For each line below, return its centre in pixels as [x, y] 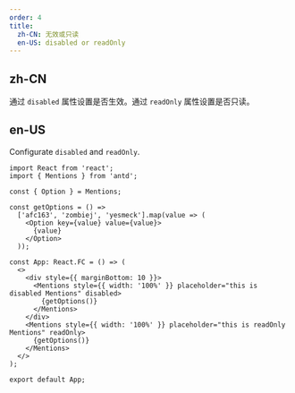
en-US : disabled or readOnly [72, 43]
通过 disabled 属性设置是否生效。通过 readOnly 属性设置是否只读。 [132, 102]
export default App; [48, 380]
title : [21, 26]
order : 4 [25, 17]
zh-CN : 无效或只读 [48, 34]
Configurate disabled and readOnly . [75, 151]
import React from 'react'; [62, 168]
